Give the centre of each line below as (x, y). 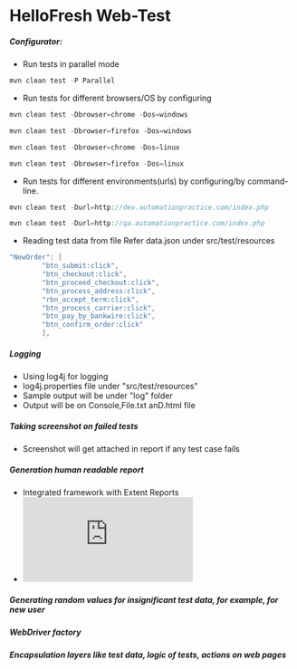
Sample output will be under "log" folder (98, 396)
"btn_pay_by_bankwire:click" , (99, 316)
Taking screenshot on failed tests (74, 425)
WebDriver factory (45, 632)
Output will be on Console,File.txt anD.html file (109, 405)
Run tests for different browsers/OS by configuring (117, 98)
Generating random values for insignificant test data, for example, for (144, 599)
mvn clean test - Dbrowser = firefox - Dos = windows (101, 131)
